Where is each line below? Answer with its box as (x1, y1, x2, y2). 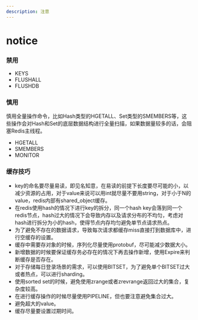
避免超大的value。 (14, 300, 60, 307)
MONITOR (14, 151, 39, 159)
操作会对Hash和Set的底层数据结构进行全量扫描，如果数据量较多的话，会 (11, 120, 187, 127)
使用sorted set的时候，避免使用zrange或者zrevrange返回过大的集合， (14, 278, 184, 285)
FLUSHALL (14, 76, 42, 83)
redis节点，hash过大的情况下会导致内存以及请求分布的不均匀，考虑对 (14, 212, 184, 219)
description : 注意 (6, 8, 49, 15)
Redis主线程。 (11, 127, 46, 134)
